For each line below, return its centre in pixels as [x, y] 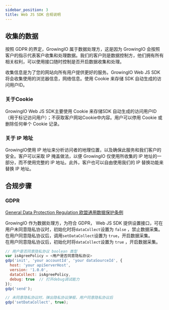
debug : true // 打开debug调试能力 [45, 279]
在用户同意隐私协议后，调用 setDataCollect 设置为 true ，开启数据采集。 [79, 235]
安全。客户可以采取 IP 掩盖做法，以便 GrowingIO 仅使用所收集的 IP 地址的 [81, 156]
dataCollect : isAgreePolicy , [40, 274]
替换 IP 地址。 [20, 168]
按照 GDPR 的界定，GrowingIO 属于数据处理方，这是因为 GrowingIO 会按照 [82, 49]
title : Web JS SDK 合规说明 [33, 15]
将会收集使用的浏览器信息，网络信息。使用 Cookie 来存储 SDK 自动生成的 [81, 79]
